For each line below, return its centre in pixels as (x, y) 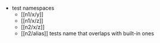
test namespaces (33, 8)
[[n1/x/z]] (32, 21)
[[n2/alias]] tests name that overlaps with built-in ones (87, 33)
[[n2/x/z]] (33, 27)
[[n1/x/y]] (32, 14)
